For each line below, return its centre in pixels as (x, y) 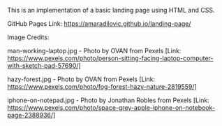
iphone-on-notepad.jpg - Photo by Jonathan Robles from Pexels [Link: (108, 100)
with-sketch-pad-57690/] (44, 65)
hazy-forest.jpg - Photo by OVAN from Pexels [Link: (81, 79)
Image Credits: (28, 37)
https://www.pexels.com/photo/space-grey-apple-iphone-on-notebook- (111, 107)
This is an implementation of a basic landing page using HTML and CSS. (111, 10)
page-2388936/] (31, 115)
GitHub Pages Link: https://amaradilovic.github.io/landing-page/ (99, 23)
